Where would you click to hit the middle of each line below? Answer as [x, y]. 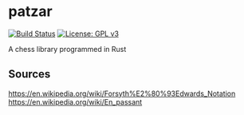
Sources [30, 74]
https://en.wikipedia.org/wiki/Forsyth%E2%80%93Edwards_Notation [122, 93]
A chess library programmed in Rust [67, 49]
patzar [31, 12]
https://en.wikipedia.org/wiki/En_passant [75, 101]
